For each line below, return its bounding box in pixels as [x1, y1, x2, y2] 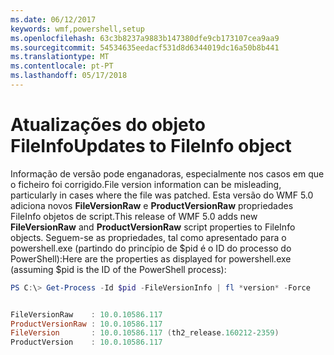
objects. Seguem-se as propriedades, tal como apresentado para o [10, 231, 287, 243]
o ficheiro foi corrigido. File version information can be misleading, [10, 178, 282, 190]
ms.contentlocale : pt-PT [10, 61, 114, 71]
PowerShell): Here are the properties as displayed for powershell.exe [10, 252, 292, 265]
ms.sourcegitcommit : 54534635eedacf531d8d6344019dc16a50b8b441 [10, 42, 280, 53]
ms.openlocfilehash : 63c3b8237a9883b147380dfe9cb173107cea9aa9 [10, 33, 280, 43]
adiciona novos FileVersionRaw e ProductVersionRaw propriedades [10, 199, 294, 211]
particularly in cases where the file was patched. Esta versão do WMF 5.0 [10, 189, 314, 201]
